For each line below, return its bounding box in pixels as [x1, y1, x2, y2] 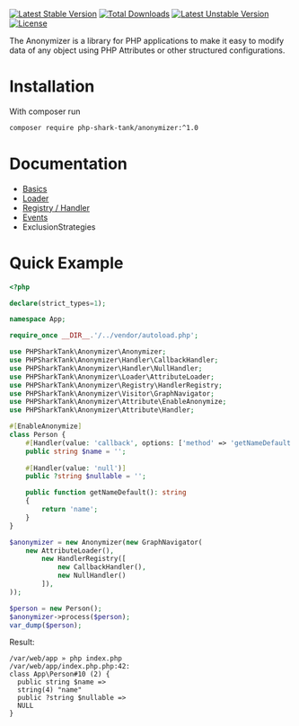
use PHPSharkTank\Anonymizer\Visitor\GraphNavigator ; [9, 389, 215, 398]
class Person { [9, 431, 66, 440]
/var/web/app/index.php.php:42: [9, 662, 130, 671]
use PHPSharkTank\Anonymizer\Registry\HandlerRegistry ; [9, 380, 223, 389]
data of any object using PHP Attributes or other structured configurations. [9, 45, 286, 56]
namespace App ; [9, 315, 66, 324]
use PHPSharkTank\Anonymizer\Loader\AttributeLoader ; [9, 372, 215, 381]
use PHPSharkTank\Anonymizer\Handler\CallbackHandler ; [9, 355, 219, 365]
